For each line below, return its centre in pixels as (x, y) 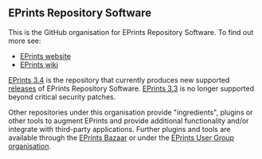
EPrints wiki (39, 64)
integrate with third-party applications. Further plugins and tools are (119, 129)
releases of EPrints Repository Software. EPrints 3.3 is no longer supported (131, 88)
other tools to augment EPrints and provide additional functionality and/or (129, 120)
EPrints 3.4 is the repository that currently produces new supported (119, 79)
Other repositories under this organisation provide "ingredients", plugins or (131, 112)
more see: (25, 41)
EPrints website (45, 56)
